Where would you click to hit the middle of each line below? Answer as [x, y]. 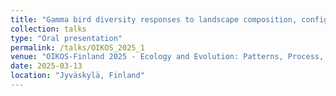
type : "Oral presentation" [66, 38]
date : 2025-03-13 [46, 66]
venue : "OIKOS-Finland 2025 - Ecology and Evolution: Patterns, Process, [167, 57]
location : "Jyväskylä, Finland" [77, 76]
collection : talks [48, 29]
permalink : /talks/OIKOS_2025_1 [77, 47]
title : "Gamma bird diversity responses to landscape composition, [154, 19]
